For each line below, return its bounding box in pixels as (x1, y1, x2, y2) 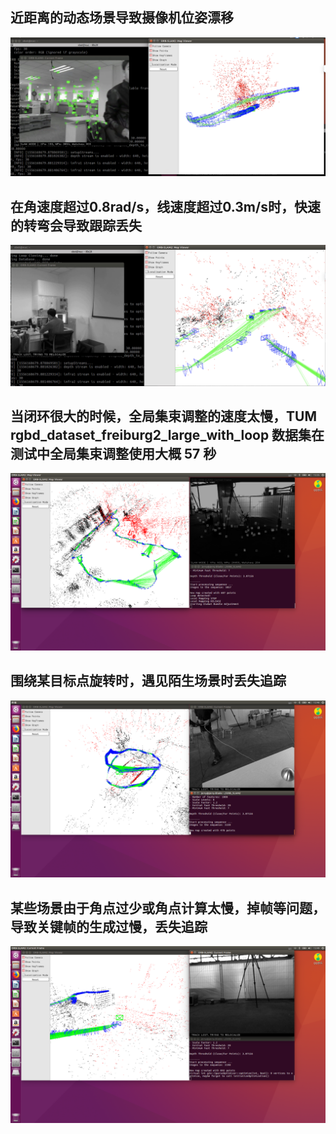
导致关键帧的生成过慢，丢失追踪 (10, 918, 208, 935)
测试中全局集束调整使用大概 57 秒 (10, 445, 217, 462)
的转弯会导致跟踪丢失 (10, 217, 142, 234)
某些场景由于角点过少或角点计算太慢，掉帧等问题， (10, 899, 326, 917)
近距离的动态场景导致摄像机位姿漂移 (10, 9, 234, 27)
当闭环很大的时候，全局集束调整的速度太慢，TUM (10, 408, 317, 425)
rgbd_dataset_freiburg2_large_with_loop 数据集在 (10, 426, 325, 443)
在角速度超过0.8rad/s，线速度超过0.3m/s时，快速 (10, 198, 321, 215)
